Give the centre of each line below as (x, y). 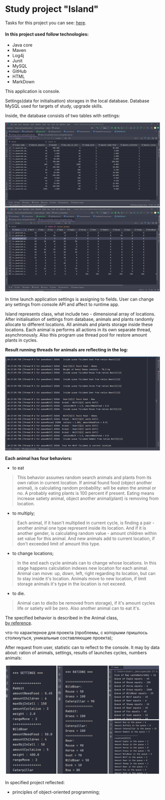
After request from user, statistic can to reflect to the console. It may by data (82, 647)
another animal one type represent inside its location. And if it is (82, 528)
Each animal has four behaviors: (39, 458)
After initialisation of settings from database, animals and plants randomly (80, 319)
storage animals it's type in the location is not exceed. (72, 584)
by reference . (19, 623)
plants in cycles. (21, 340)
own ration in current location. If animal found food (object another (84, 483)
